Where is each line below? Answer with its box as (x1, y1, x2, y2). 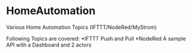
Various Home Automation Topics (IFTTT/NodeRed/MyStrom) (6, 24, 157, 31)
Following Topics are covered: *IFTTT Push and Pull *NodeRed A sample (6, 35, 186, 42)
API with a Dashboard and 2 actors (6, 41, 92, 48)
